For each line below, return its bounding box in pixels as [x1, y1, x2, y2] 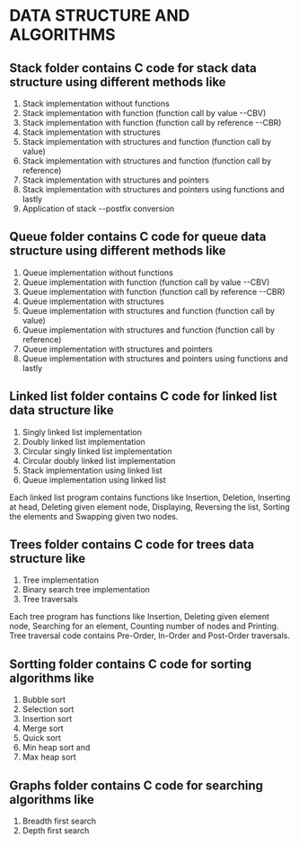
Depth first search [22, 825, 90, 836]
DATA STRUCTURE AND [9, 5, 190, 26]
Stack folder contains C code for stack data [9, 60, 258, 76]
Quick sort [22, 733, 61, 743]
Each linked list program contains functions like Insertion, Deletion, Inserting [9, 492, 291, 503]
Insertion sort [22, 714, 73, 725]
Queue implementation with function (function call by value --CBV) [22, 276, 270, 288]
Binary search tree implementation [22, 584, 151, 595]
